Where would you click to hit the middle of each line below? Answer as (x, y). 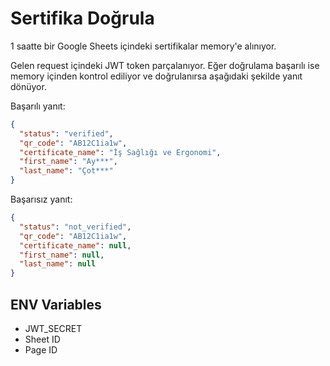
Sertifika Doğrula (82, 18)
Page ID (41, 350)
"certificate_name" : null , (75, 245)
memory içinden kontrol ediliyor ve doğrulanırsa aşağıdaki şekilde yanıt (156, 76)
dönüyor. (28, 86)
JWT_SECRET (53, 328)
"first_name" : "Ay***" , (68, 162)
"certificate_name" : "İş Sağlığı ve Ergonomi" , (120, 152)
